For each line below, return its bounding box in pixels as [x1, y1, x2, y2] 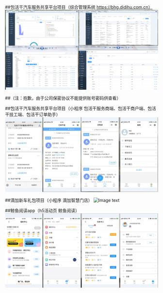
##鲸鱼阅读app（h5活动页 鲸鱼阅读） [5, 208, 80, 213]
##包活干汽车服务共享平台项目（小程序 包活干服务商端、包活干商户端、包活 [5, 106, 156, 112]
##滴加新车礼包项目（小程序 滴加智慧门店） [5, 197, 93, 203]
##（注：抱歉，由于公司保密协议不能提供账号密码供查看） [5, 95, 121, 101]
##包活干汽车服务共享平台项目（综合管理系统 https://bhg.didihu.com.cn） [5, 4, 153, 10]
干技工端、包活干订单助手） [5, 112, 61, 117]
